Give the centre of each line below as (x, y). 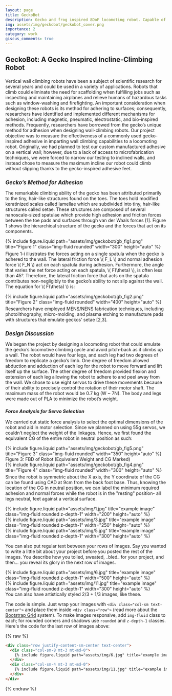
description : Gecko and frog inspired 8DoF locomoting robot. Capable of (86, 20)
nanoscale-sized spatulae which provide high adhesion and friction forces (84, 215)
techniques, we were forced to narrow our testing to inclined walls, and (80, 158)
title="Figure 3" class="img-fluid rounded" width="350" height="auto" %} (84, 454)
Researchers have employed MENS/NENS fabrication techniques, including (84, 309)
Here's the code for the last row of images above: (58, 626)
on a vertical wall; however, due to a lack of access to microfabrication (80, 152)
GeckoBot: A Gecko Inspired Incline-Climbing (79, 60)
